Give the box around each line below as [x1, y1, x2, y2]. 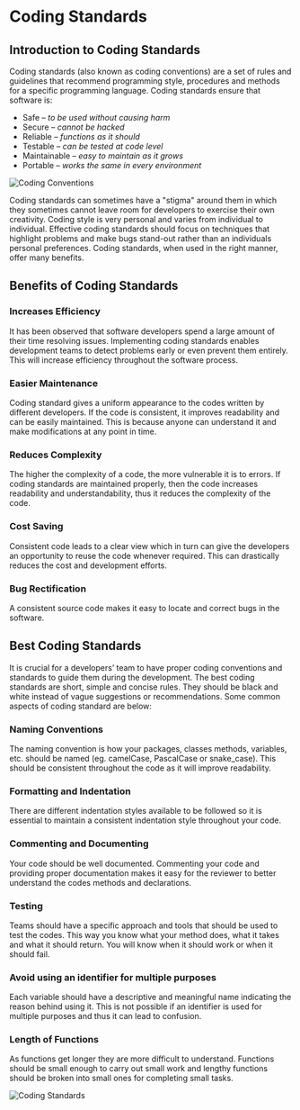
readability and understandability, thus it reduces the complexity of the [9, 488, 271, 499]
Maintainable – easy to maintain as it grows [22, 150, 184, 161]
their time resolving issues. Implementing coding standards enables [9, 335, 260, 346]
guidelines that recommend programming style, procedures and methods [9, 76, 280, 86]
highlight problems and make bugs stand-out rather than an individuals [9, 233, 272, 244]
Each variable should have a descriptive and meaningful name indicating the [9, 992, 292, 1003]
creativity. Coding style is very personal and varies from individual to [9, 214, 263, 224]
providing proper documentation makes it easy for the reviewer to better [9, 867, 277, 879]
